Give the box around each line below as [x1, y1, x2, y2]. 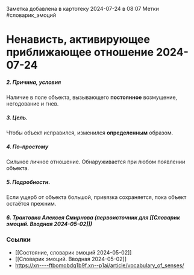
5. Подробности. [6, 178, 51, 186]
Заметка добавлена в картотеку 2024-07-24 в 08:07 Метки [6, 5, 160, 12]
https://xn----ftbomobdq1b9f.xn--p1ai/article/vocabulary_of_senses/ [14, 262, 185, 269]
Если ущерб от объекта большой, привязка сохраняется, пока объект [6, 194, 187, 201]
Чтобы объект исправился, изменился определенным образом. [6, 129, 174, 136]
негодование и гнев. [6, 100, 59, 107]
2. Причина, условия [6, 78, 61, 86]
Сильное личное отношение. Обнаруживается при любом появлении [6, 158, 186, 165]
